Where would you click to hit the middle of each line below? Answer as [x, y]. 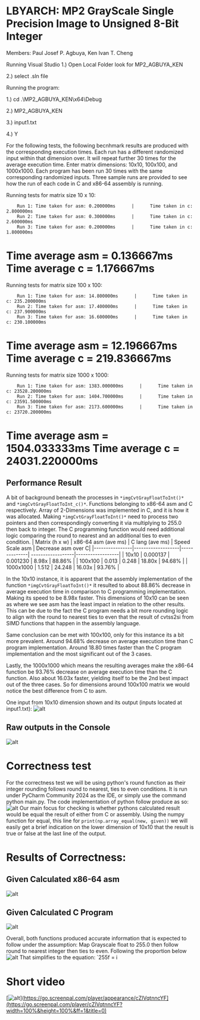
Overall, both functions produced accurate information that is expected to [96, 938]
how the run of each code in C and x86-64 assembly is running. [85, 183]
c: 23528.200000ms [29, 391]
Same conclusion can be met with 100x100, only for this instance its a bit [95, 635]
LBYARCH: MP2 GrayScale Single [90, 11]
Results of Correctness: [66, 857]
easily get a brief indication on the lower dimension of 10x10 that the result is [100, 827]
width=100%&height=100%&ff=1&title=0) [57, 1011]
